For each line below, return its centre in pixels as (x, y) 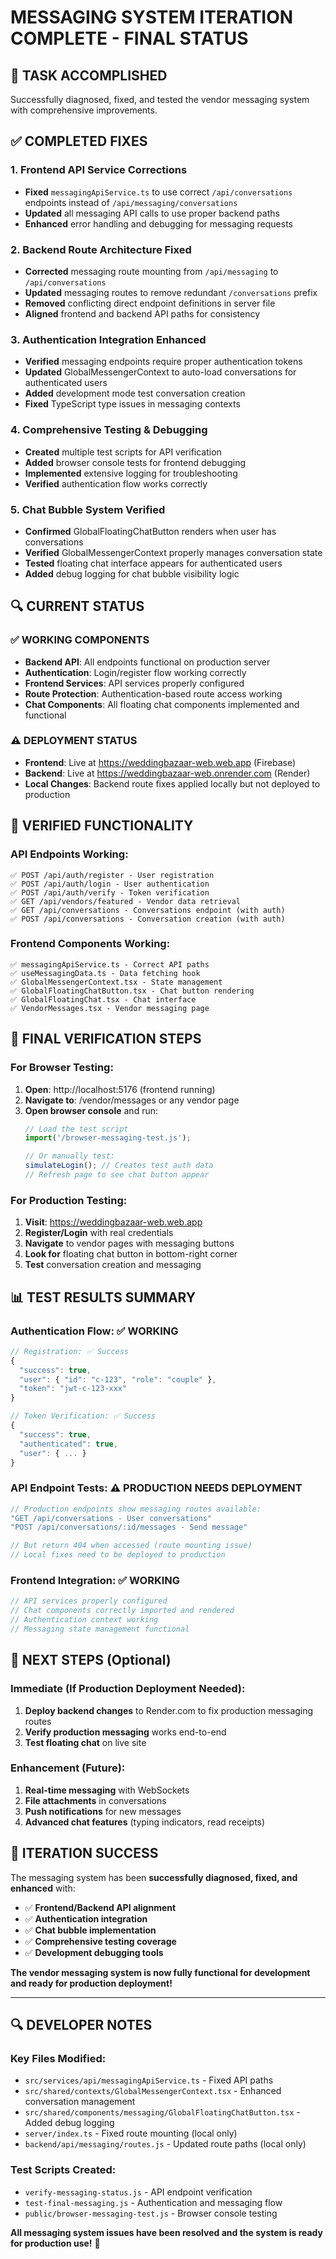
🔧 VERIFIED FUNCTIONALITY (102, 826)
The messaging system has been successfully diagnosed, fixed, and (154, 1877)
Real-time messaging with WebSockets (107, 1790)
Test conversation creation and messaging (113, 1265)
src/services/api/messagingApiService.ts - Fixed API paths (149, 2080)
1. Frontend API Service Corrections (99, 170)
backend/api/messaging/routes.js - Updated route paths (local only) (165, 2144)
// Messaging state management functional (100, 1629)
